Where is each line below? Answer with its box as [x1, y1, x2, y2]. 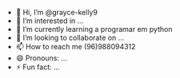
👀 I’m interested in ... [15, 16, 84, 25]
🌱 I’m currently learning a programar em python [15, 25, 173, 33]
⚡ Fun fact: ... [15, 62, 60, 72]
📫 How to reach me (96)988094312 [15, 42, 136, 51]
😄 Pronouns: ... [15, 53, 68, 63]
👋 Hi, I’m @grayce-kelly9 [15, 8, 98, 17]
